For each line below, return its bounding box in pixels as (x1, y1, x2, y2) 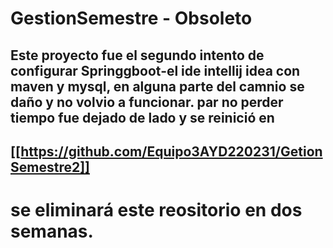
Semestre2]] (10, 158, 90, 176)
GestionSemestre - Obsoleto (10, 7, 253, 30)
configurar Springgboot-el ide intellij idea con (10, 62, 301, 79)
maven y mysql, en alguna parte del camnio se (10, 78, 305, 95)
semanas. (10, 220, 94, 243)
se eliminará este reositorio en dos (10, 199, 303, 222)
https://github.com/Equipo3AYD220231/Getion (20, 143, 323, 160)
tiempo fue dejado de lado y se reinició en (10, 109, 275, 126)
